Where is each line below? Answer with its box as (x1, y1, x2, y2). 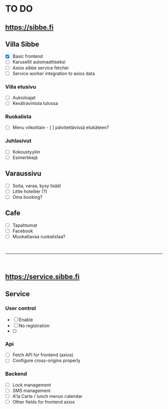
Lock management (12, 382, 51, 388)
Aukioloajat (12, 94, 36, 100)
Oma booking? (12, 194, 42, 200)
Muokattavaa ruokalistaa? (12, 233, 66, 239)
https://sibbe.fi (5, 23, 54, 32)
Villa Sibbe (5, 40, 39, 48)
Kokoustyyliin (12, 149, 40, 155)
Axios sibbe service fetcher (12, 65, 69, 71)
